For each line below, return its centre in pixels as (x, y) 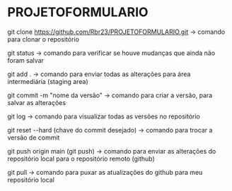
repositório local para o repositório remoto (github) (81, 159)
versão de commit (34, 137)
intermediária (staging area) (48, 81)
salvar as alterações (36, 102)
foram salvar (26, 60)
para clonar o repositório (43, 39)
